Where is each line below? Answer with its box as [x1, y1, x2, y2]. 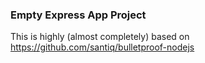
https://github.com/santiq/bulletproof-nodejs [10, 41, 195, 53]
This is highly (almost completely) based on [10, 31, 190, 43]
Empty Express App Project [10, 8, 147, 22]
